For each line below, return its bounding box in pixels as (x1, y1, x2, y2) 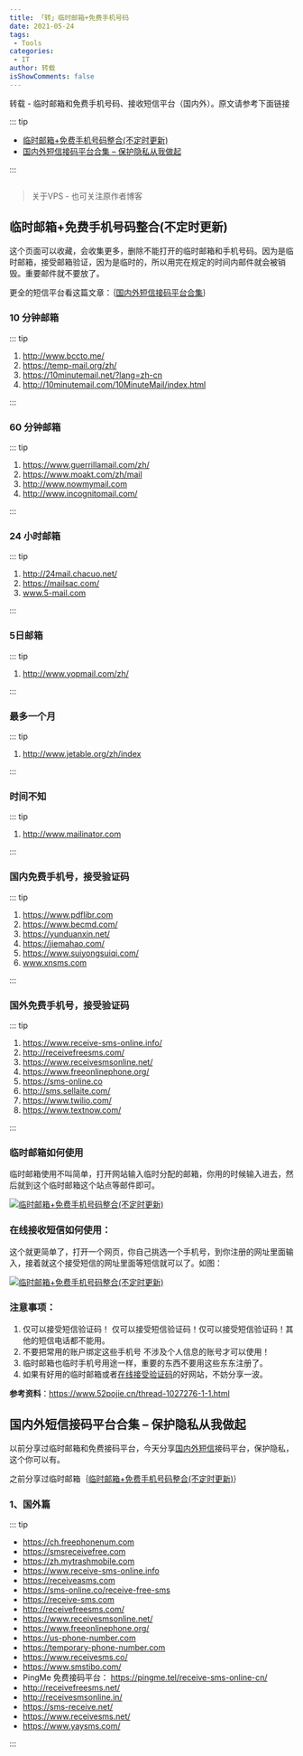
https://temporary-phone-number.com (22, 1641, 166, 1653)
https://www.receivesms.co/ (22, 1651, 128, 1662)
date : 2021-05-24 (9, 22, 75, 31)
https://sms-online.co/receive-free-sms (22, 1584, 171, 1595)
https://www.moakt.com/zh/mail (22, 469, 142, 480)
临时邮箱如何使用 (9, 1146, 84, 1159)
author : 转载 (9, 64, 56, 73)
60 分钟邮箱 (9, 421, 61, 434)
